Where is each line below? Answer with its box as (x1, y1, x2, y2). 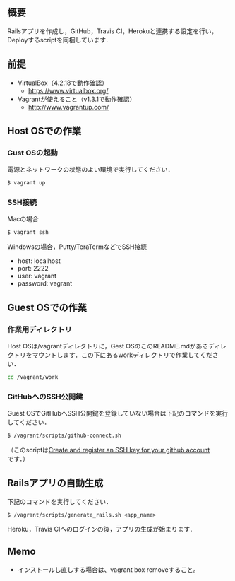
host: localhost (17, 257, 61, 265)
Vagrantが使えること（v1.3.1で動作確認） (17, 95, 136, 103)
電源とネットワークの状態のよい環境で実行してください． (7, 165, 174, 174)
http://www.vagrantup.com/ (28, 102, 109, 111)
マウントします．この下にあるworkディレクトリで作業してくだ (31, 351, 213, 359)
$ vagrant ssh (7, 229, 49, 236)
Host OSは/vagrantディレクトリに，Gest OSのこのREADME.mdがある (7, 342, 209, 351)
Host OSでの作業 (7, 125, 81, 137)
